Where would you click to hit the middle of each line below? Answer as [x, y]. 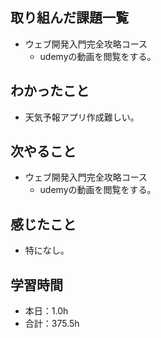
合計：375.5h [52, 324]
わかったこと [50, 91]
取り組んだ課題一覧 [69, 18]
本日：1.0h [46, 311]
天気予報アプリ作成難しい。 [82, 117]
